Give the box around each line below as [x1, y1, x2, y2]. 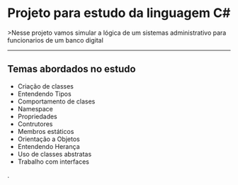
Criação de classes [17, 82, 74, 90]
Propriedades [17, 112, 58, 120]
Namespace [17, 104, 53, 113]
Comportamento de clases [17, 97, 96, 106]
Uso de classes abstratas [17, 150, 92, 158]
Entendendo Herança [17, 142, 80, 150]
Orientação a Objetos [17, 135, 80, 143]
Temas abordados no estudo [7, 63, 136, 75]
